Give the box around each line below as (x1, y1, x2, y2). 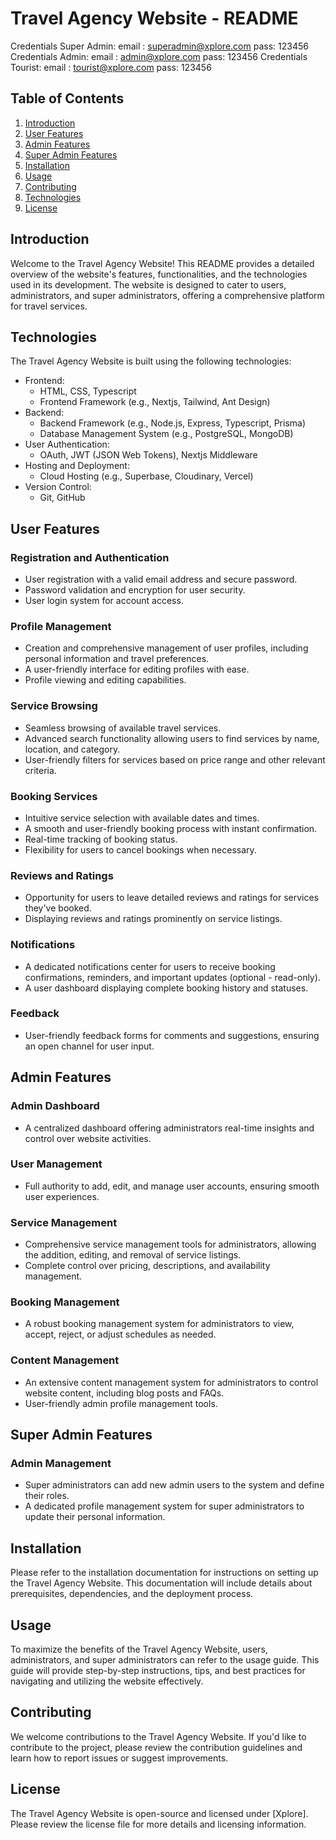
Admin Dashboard (10, 1099, 100, 1113)
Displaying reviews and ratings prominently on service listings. (24, 913, 283, 925)
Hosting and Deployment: (24, 460, 130, 472)
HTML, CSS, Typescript (39, 385, 137, 397)
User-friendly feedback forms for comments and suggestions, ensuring (24, 1029, 320, 1041)
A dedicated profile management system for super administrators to (24, 1500, 305, 1512)
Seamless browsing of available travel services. (24, 722, 222, 734)
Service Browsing (10, 699, 98, 713)
